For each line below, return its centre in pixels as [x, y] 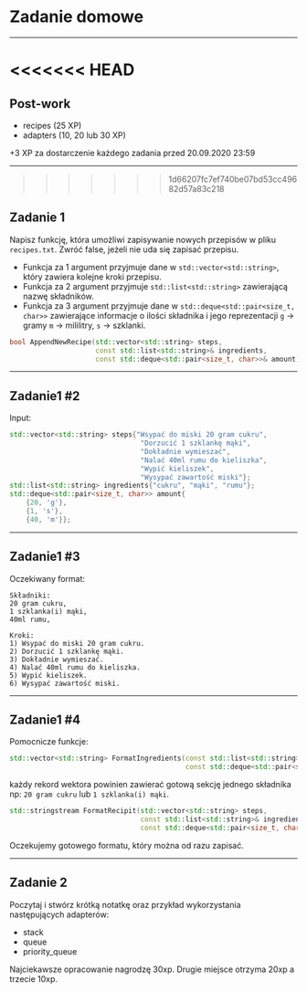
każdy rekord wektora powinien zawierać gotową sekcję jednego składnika [151, 785]
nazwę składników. [58, 296]
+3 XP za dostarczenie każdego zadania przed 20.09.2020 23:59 [132, 153]
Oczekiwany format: [47, 578]
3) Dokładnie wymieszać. [57, 660]
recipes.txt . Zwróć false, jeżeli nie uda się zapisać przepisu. [124, 249]
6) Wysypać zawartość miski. [65, 683]
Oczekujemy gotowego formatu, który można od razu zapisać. [127, 845]
